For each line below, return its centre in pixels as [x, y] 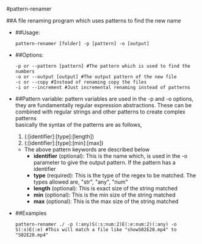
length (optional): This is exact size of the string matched [106, 188]
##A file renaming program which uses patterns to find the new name [94, 20]
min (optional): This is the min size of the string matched [104, 195]
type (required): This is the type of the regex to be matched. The [115, 175]
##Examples [31, 213]
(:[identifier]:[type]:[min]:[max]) [64, 143]
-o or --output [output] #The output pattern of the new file [96, 77]
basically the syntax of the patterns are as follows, [78, 125]
